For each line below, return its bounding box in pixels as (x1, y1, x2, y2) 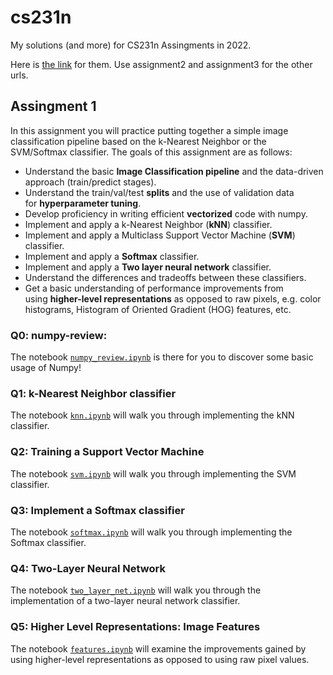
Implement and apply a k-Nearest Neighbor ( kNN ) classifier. (24, 218, 273, 230)
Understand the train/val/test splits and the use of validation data (24, 186, 295, 198)
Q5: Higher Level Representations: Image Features (10, 620, 261, 634)
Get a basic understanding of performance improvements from (24, 282, 284, 294)
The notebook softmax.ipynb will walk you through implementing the (10, 526, 293, 538)
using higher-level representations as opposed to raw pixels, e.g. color (24, 292, 322, 305)
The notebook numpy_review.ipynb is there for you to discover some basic (10, 351, 314, 363)
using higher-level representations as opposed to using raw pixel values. (10, 653, 310, 665)
